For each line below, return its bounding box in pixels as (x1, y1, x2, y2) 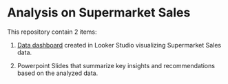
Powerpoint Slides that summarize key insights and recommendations (17, 61, 216, 70)
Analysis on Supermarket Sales (7, 5, 191, 21)
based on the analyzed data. (17, 69, 99, 77)
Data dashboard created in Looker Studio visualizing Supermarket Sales (17, 41, 222, 49)
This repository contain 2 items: (7, 28, 98, 36)
